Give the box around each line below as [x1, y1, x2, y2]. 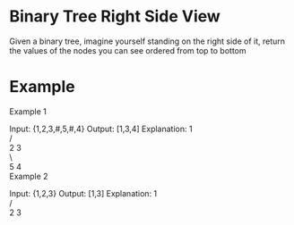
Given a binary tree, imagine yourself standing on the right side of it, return [9, 36, 285, 46]
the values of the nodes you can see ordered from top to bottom [9, 45, 246, 55]
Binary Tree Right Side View [9, 6, 221, 27]
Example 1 [9, 105, 47, 117]
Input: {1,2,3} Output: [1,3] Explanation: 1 [9, 187, 158, 198]
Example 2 [9, 171, 48, 181]
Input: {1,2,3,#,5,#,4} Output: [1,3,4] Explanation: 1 [9, 123, 193, 134]
